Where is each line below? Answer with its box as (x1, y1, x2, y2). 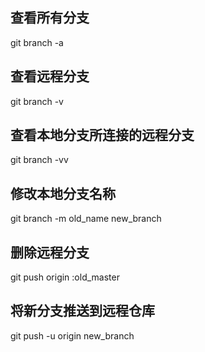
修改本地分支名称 (10, 185, 116, 202)
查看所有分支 (10, 9, 90, 27)
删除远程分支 (10, 244, 90, 261)
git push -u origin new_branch (10, 329, 135, 342)
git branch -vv (10, 154, 69, 166)
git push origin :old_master (10, 271, 120, 283)
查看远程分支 (10, 68, 90, 85)
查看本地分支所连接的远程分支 (10, 127, 195, 144)
